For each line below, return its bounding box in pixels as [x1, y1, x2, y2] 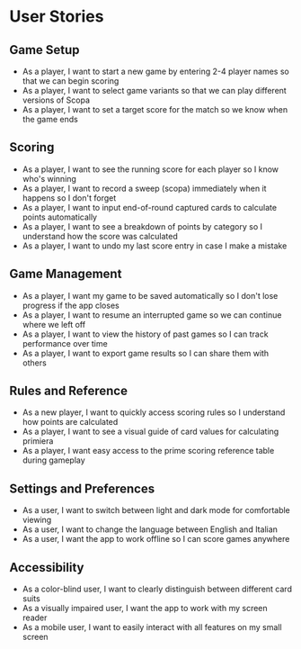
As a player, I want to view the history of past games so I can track [22, 329, 269, 339]
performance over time [22, 338, 108, 348]
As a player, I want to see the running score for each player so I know [22, 164, 279, 175]
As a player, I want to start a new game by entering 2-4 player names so [22, 66, 289, 77]
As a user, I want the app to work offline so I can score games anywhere [22, 534, 290, 545]
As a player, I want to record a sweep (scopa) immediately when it [22, 183, 267, 194]
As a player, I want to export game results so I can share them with [22, 347, 270, 358]
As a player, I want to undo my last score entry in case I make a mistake [22, 240, 288, 251]
